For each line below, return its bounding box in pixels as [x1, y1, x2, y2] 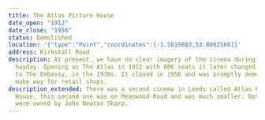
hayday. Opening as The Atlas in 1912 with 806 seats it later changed [15, 63, 256, 71]
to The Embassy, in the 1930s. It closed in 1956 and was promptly [15, 70, 242, 78]
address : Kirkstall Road [8, 48, 90, 56]
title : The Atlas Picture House [8, 11, 114, 20]
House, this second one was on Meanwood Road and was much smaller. [15, 92, 245, 100]
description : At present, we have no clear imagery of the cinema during [8, 56, 256, 64]
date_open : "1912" [8, 19, 69, 27]
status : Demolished [8, 33, 73, 42]
